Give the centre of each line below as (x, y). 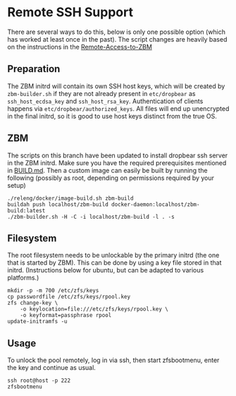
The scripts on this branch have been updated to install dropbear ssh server (118, 155)
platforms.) (23, 278)
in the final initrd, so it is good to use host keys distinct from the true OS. (112, 116)
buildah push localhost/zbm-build (58, 204)
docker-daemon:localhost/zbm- (156, 204)
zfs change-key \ (33, 303)
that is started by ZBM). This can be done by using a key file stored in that (114, 263)
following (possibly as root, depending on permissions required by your (111, 178)
